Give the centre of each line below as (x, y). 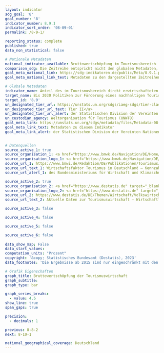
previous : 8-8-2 (21, 330)
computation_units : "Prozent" (36, 253)
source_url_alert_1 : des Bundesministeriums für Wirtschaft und (72, 173)
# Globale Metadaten (26, 86)
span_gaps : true (21, 307)
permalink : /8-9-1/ (25, 32)
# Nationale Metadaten (28, 59)
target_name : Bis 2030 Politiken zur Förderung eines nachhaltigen (75, 95)
